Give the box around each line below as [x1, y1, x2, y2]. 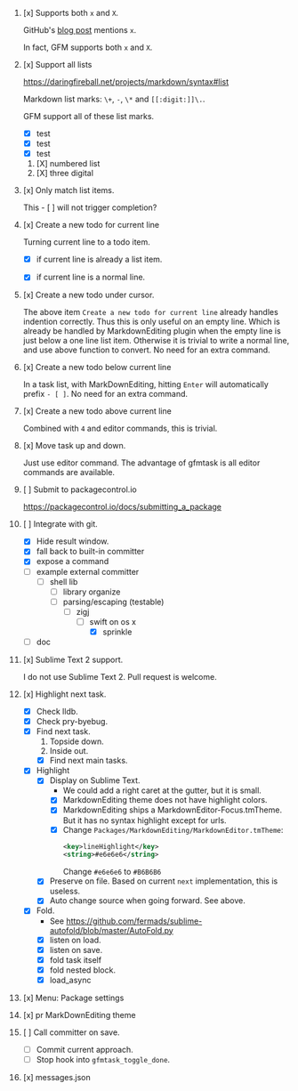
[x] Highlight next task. [22, 689, 107, 699]
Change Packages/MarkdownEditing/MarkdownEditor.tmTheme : [62, 824, 284, 835]
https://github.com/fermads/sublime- [66, 916, 203, 926]
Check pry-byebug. [36, 716, 109, 727]
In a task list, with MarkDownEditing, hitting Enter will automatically [22, 379, 270, 390]
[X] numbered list [36, 158, 101, 169]
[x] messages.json [22, 1071, 92, 1082]
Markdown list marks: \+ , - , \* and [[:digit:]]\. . [22, 93, 205, 104]
